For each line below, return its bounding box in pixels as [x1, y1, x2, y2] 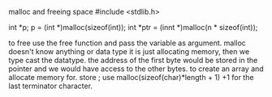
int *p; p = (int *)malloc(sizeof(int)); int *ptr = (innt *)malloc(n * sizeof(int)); [8, 23, 258, 32]
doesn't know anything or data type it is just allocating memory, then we [8, 47, 250, 56]
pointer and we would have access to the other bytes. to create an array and [8, 64, 264, 74]
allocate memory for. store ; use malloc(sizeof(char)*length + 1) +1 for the [8, 73, 254, 82]
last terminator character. [8, 81, 93, 91]
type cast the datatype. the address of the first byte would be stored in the [8, 56, 258, 65]
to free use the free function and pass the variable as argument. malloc [8, 38, 246, 48]
